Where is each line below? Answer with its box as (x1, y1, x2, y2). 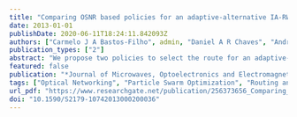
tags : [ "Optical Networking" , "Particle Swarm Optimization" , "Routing (9, 78, 278, 87)
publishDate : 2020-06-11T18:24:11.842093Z (9, 29, 168, 38)
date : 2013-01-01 (9, 21, 73, 30)
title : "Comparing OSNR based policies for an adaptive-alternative (9, 12, 267, 22)
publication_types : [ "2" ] (9, 46, 104, 55)
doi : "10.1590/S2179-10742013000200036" (9, 94, 161, 104)
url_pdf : (9, 86, 42, 95)
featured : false (9, 62, 69, 71)
